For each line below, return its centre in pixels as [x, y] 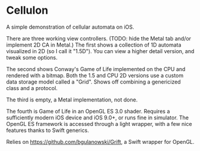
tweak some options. [32, 57]
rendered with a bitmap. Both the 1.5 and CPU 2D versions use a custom [95, 75]
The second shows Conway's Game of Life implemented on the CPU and [96, 69]
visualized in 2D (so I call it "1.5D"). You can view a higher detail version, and [100, 51]
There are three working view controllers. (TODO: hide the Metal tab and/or [99, 38]
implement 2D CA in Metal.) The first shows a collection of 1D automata [94, 45]
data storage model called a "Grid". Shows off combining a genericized [93, 82]
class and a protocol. [32, 88]
